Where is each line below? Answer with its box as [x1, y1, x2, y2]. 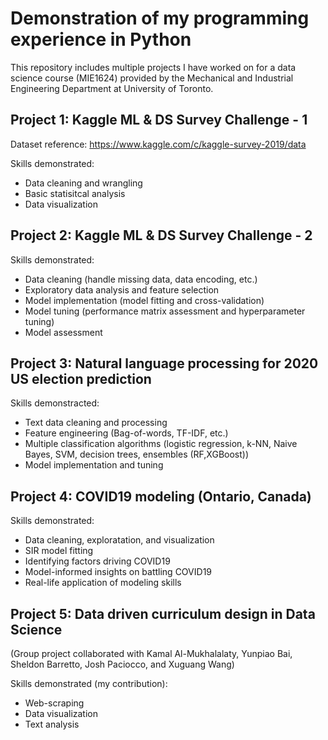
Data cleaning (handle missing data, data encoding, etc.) [24, 273, 258, 285]
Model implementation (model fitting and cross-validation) [24, 294, 265, 306]
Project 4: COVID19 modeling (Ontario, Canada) [10, 488, 312, 505]
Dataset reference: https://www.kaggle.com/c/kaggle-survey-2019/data [10, 138, 307, 150]
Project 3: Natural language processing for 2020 [10, 355, 319, 372]
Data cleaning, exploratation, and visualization [24, 534, 215, 546]
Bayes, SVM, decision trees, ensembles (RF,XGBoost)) [24, 448, 250, 461]
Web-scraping [24, 697, 85, 709]
